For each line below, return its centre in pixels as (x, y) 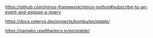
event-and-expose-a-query (33, 12)
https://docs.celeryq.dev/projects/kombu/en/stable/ (58, 21)
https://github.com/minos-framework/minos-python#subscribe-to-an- (76, 7)
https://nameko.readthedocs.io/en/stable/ (47, 31)
